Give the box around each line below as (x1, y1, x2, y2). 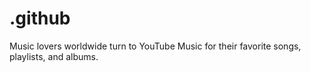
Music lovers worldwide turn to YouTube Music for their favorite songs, (9, 40, 302, 52)
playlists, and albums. (9, 50, 99, 62)
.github (9, 7, 71, 30)
